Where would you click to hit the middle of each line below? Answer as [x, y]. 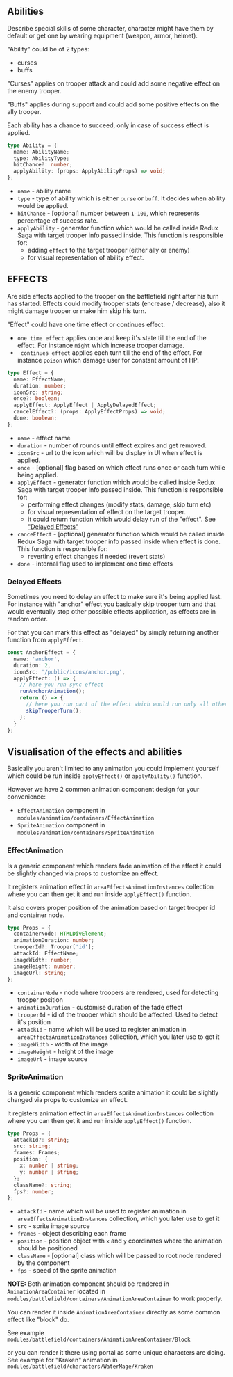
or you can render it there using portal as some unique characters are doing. [116, 1353]
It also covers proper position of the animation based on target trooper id [111, 907]
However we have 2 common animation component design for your [103, 790]
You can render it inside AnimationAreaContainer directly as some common [114, 1312]
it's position [34, 1022]
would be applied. [43, 206]
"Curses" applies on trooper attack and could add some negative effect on [114, 83]
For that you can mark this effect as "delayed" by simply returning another [113, 632]
